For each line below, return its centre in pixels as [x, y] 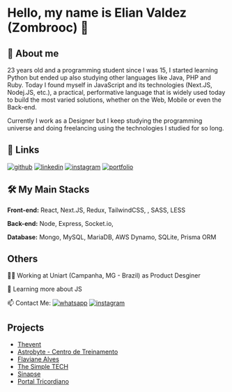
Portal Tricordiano [43, 382]
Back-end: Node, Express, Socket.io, [60, 223]
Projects [26, 327]
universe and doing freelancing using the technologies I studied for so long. [116, 128]
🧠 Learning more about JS [45, 289]
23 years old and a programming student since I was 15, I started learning [113, 70]
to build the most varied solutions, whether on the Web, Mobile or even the [114, 100]
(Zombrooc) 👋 [48, 28]
